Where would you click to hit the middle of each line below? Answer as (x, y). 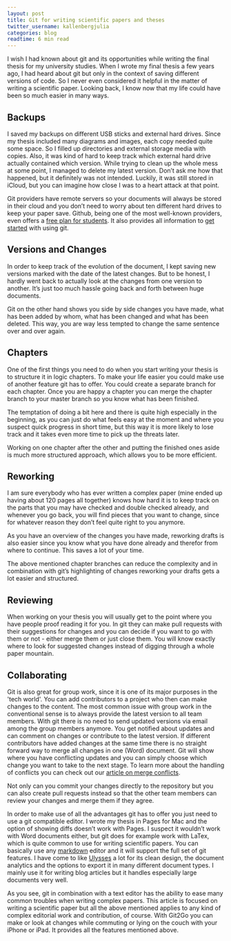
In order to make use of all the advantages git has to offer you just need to (112, 814)
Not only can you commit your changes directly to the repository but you (110, 786)
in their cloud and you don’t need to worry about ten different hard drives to (114, 206)
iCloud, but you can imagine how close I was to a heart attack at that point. (113, 185)
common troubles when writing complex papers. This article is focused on (113, 901)
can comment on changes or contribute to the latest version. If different (109, 736)
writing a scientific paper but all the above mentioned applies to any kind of (114, 908)
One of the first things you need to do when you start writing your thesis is (113, 369)
